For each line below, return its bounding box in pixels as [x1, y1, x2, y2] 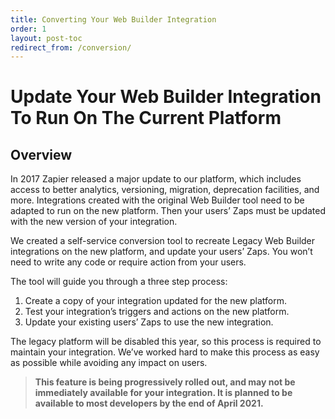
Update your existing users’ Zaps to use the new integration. [24, 316, 274, 328]
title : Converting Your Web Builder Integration [10, 14, 217, 25]
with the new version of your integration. [10, 216, 178, 228]
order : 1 [10, 24, 47, 34]
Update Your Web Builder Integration [10, 86, 322, 108]
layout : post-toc [10, 33, 83, 43]
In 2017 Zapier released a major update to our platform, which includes [10, 173, 302, 185]
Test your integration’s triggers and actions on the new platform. [24, 306, 290, 318]
